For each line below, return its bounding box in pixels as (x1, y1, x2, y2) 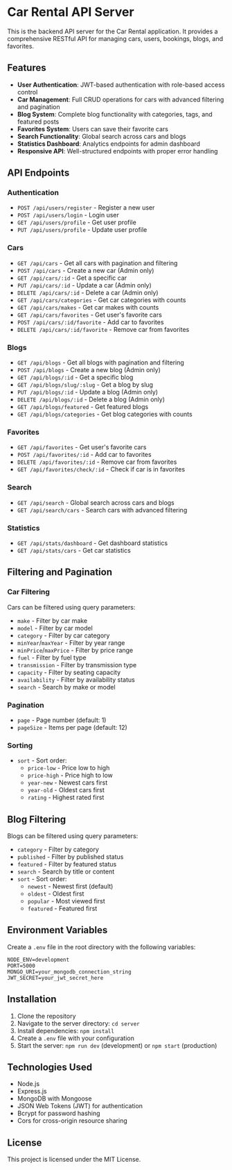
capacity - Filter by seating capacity (17, 668, 121, 676)
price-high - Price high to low (27, 771, 113, 780)
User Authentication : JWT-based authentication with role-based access (17, 81, 225, 89)
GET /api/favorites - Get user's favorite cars (17, 443, 147, 451)
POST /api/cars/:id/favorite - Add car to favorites (17, 317, 164, 326)
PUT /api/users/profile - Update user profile (17, 226, 148, 234)
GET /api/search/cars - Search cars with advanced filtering (17, 505, 188, 514)
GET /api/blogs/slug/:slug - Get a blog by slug (17, 381, 154, 389)
